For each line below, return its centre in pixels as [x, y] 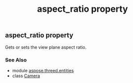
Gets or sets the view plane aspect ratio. [46, 47]
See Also [16, 60]
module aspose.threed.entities [43, 70]
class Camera [26, 76]
